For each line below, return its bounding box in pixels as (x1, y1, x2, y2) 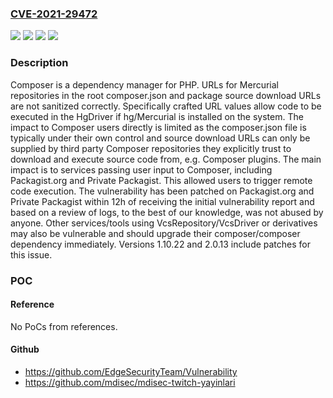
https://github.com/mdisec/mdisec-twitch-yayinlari (24, 376, 236, 388)
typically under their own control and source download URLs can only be (10, 132, 311, 144)
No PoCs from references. (10, 320, 118, 332)
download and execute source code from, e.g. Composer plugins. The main (10, 153, 322, 165)
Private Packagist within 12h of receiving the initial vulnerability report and (10, 195, 315, 207)
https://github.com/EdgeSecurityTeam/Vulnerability (24, 365, 238, 377)
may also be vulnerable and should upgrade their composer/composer (10, 227, 301, 239)
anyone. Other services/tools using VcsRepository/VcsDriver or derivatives (10, 217, 318, 229)
